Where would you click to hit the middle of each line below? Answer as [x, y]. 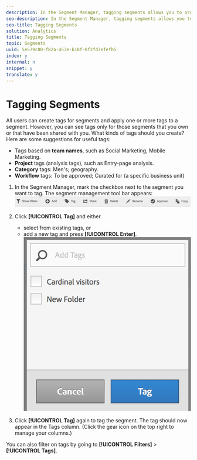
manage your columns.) [43, 433]
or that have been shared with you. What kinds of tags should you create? [95, 133]
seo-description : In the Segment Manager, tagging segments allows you [95, 19]
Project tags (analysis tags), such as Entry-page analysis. [84, 163]
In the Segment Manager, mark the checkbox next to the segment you [99, 187]
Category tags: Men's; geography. [56, 169]
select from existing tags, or [57, 228]
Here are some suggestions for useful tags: [58, 139]
